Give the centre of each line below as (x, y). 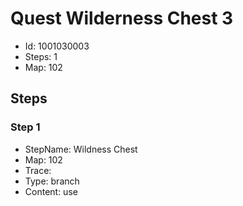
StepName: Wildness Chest (81, 149)
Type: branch (52, 181)
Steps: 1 (41, 56)
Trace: (38, 170)
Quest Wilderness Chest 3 (122, 18)
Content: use (51, 191)
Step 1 (25, 127)
